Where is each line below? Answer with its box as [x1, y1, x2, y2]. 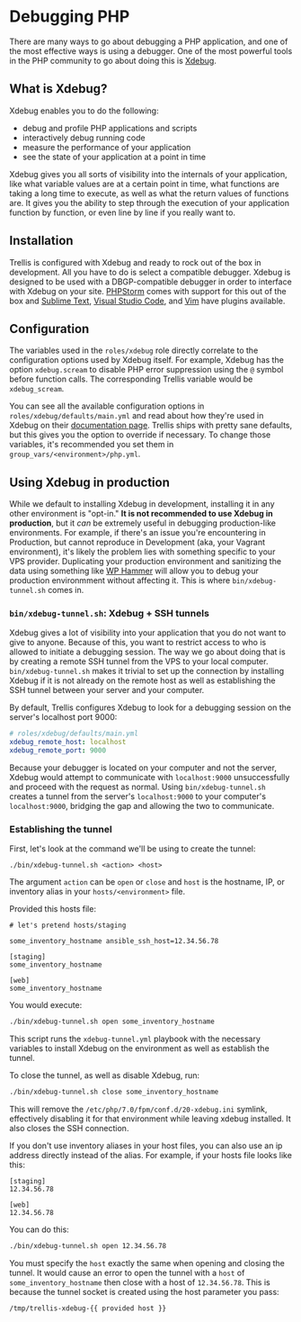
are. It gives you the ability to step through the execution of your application [9, 197, 290, 208]
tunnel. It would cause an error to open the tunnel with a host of [9, 1267, 245, 1279]
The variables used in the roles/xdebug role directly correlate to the [9, 345, 259, 356]
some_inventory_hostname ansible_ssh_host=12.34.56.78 [9, 937, 219, 946]
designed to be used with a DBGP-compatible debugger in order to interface [9, 276, 292, 287]
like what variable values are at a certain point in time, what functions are [9, 178, 280, 189]
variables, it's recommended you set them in [9, 439, 174, 450]
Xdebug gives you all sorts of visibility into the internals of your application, [9, 168, 288, 179]
